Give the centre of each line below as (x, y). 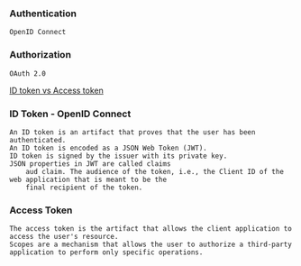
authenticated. (38, 140)
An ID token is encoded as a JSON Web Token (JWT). (108, 148)
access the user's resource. (64, 237)
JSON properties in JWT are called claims (90, 164)
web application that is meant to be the (88, 179)
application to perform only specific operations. (106, 252)
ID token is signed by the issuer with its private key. (119, 156)
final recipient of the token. (84, 188)
